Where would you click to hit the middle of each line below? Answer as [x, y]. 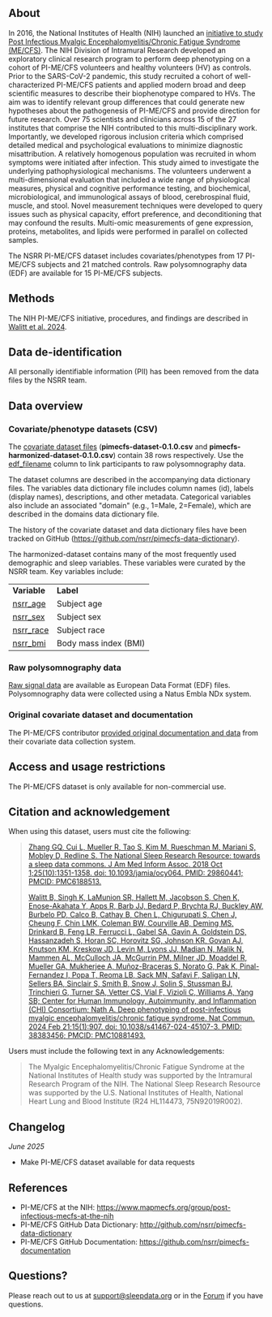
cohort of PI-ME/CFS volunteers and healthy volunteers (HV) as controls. [130, 67]
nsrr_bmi [29, 643]
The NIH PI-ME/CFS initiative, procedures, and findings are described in [128, 318]
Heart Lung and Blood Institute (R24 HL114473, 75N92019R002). [135, 1101]
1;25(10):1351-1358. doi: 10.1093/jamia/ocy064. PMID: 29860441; [136, 873]
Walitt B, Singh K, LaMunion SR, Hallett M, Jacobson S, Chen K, [134, 897]
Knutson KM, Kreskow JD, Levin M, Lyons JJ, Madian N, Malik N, [136, 949]
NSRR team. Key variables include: [66, 572]
